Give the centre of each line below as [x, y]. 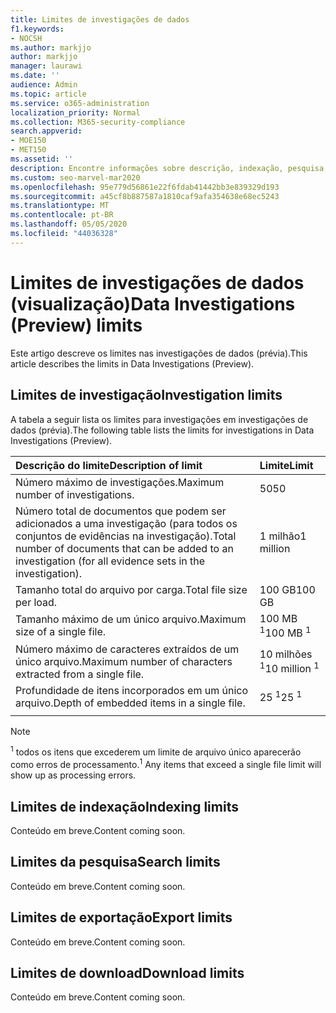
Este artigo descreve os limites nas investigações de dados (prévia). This [159, 353]
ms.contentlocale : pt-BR [62, 215]
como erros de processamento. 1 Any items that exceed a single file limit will [166, 764]
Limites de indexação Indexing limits [124, 806]
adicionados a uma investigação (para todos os [126, 523]
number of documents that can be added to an [124, 548]
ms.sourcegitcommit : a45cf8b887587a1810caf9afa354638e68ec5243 [145, 196]
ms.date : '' [35, 76]
